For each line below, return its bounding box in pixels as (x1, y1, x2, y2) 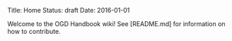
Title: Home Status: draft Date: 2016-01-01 (7, 6, 130, 14)
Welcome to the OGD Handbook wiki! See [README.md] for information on (7, 20, 226, 28)
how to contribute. (7, 28, 62, 35)
